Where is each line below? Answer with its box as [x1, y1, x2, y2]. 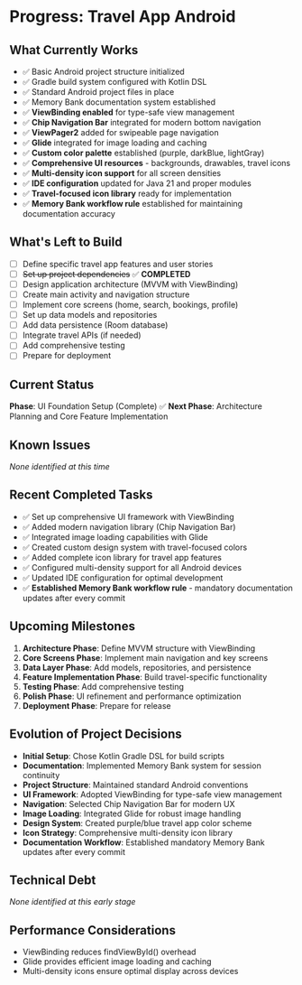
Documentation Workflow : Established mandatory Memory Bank [22, 837, 265, 848]
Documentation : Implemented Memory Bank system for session [22, 760, 261, 771]
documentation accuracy [22, 209, 115, 218]
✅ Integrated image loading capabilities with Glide [22, 531, 209, 543]
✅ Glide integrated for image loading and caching [22, 137, 207, 148]
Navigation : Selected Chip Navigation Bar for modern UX [22, 798, 236, 809]
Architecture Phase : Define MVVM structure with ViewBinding [22, 643, 256, 654]
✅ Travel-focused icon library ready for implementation [22, 188, 233, 199]
